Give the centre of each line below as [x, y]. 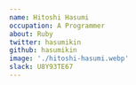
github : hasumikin [43, 50]
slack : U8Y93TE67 [41, 67]
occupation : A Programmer [57, 26]
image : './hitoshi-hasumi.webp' [69, 58]
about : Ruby [31, 34]
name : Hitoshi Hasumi [49, 17]
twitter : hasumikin [45, 42]
